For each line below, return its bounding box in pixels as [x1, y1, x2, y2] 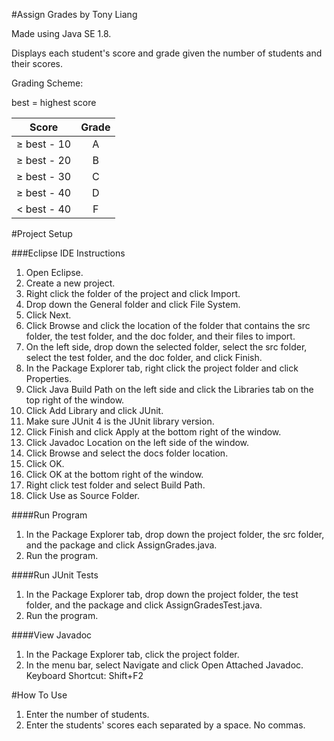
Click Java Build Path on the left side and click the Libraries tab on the [25, 384, 314, 395]
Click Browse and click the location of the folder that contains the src [25, 320, 311, 331]
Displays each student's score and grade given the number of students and [11, 47, 323, 59]
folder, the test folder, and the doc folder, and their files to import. [25, 330, 296, 342]
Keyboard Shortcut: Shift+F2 [25, 670, 144, 681]
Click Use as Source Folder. [25, 490, 140, 501]
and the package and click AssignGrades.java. [25, 539, 218, 551]
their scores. [11, 58, 64, 69]
